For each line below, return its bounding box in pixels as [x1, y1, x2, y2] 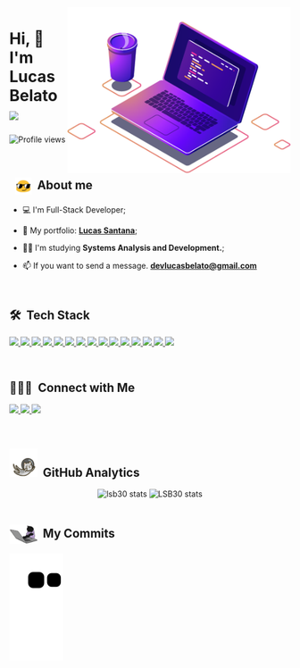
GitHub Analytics [42, 464, 140, 480]
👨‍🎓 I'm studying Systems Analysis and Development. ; [21, 242, 225, 253]
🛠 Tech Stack [9, 308, 91, 323]
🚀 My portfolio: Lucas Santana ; [21, 225, 138, 236]
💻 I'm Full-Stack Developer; [21, 204, 127, 215]
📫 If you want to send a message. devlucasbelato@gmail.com [21, 260, 257, 271]
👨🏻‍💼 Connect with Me [9, 380, 136, 395]
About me [37, 178, 94, 193]
